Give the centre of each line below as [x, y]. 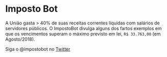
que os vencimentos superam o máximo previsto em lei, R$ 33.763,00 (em [83, 34]
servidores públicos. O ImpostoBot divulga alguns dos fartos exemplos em [83, 28]
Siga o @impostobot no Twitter [38, 49]
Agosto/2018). [20, 39]
